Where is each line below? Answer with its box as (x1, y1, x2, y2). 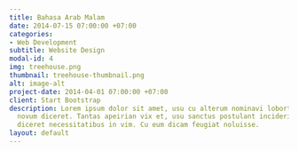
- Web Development (9, 37, 77, 47)
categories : (9, 29, 53, 38)
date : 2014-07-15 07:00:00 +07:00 (9, 21, 137, 30)
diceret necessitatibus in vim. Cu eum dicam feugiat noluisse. (17, 121, 260, 130)
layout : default (9, 129, 69, 138)
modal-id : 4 (9, 54, 53, 63)
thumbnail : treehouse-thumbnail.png (9, 71, 145, 80)
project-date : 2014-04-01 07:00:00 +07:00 (9, 87, 169, 96)
